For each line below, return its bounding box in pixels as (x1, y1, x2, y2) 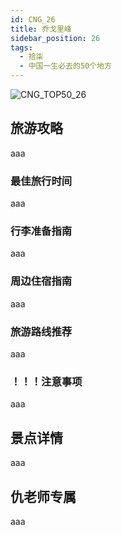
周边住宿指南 (10, 274, 73, 288)
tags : (10, 42, 33, 53)
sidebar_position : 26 (10, 33, 101, 43)
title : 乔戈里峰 (10, 24, 72, 34)
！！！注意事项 (10, 374, 83, 388)
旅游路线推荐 (10, 324, 73, 338)
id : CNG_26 (10, 14, 56, 25)
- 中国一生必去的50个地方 (19, 61, 112, 71)
